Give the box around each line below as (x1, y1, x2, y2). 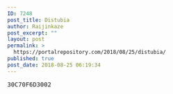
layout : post (7, 36, 45, 43)
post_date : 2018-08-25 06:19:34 (7, 62, 101, 68)
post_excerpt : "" (7, 29, 58, 37)
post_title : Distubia (7, 17, 70, 23)
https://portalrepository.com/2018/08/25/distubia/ (13, 49, 167, 56)
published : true (7, 55, 54, 62)
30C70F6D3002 (7, 80, 52, 88)
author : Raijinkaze (7, 23, 64, 30)
